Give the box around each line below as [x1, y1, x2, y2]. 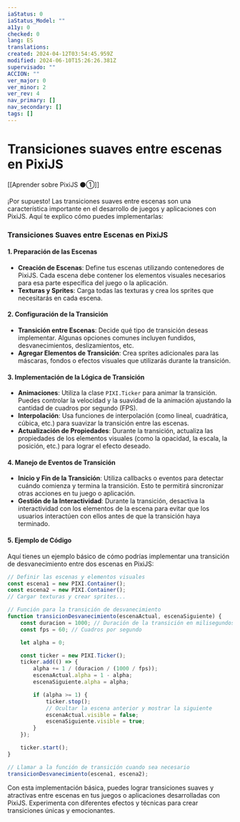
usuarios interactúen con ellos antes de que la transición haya [17, 512, 201, 520]
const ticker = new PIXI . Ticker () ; [20, 652, 126, 659]
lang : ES [7, 37, 34, 44]
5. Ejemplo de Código [7, 536, 72, 545]
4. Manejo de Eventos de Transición [7, 458, 116, 467]
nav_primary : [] [7, 97, 56, 104]
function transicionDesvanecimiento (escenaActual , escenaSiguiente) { [7, 613, 222, 620]
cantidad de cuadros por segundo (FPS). [17, 404, 138, 412]
